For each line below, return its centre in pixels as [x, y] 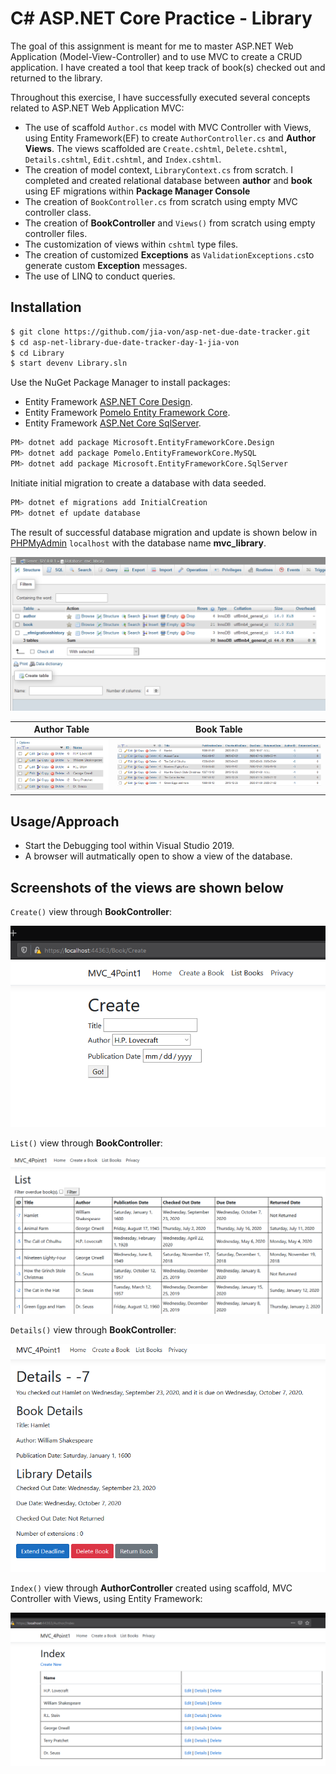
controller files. [56, 233]
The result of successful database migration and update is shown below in [164, 532]
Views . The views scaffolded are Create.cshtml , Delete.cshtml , [156, 148]
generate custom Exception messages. [106, 265]
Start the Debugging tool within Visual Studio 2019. [129, 846]
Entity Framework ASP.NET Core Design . [108, 402]
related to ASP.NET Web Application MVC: [97, 108]
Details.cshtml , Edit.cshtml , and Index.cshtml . [123, 159]
